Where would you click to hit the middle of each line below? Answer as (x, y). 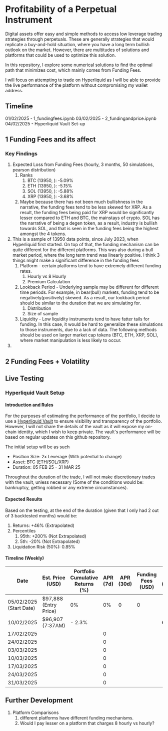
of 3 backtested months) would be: (41, 515)
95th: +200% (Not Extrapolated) (53, 536)
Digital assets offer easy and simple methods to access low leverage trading (84, 34)
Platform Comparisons (35, 712)
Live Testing (24, 379)
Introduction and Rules (29, 405)
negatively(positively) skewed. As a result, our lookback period (85, 298)
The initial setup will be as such (37, 447)
